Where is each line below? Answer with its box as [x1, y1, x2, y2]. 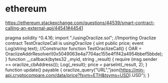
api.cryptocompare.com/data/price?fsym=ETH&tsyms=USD [5, 72, 130, 78]
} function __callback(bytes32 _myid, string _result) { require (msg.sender [5, 56, 157, 62]
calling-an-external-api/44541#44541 [5, 25, 83, 31]
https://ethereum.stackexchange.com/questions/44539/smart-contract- [5, 20, 155, 26]
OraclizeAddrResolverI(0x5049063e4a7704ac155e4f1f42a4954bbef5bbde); [5, 51, 163, 57]
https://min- [120, 66, 145, 73]
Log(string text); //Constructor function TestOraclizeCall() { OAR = [5, 45, 142, 51]
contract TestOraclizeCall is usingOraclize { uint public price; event [5, 40, 144, 46]
